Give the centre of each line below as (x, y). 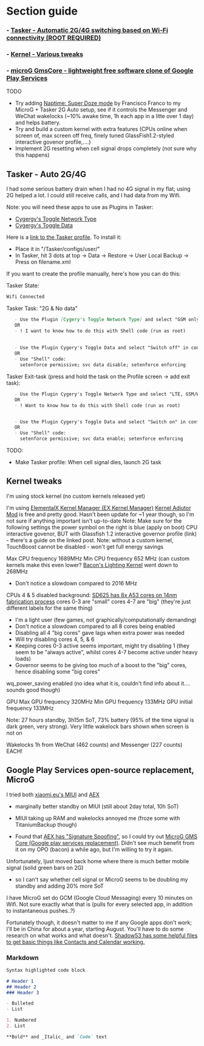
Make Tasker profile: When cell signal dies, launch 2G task (88, 462)
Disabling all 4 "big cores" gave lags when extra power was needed (100, 632)
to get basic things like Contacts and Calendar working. (76, 942)
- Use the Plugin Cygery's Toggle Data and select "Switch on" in (100, 422)
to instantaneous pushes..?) (41, 910)
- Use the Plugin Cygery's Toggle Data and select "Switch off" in (101, 348)
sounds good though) (33, 690)
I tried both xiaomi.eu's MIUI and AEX (53, 794)
